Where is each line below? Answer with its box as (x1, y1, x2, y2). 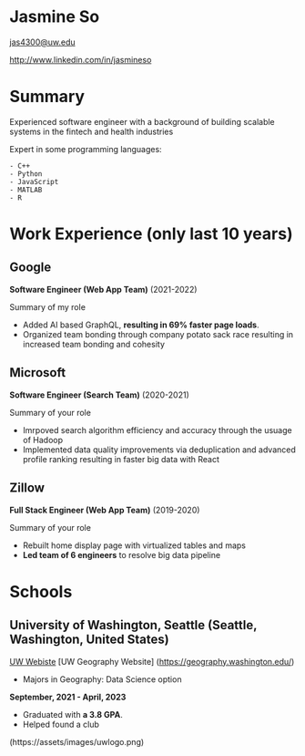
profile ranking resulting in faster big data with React (22, 453, 220, 464)
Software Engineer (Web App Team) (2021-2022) (9, 284, 198, 295)
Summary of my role (9, 301, 86, 312)
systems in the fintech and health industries (9, 126, 174, 137)
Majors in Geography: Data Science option (22, 673, 182, 685)
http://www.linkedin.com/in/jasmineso (9, 54, 152, 65)
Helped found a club (22, 719, 100, 730)
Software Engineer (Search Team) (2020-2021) (9, 389, 189, 400)
